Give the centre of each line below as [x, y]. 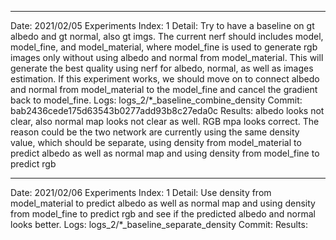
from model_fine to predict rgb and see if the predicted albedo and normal [163, 214]
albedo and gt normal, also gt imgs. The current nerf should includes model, [167, 36]
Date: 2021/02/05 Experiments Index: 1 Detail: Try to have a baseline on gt [162, 25]
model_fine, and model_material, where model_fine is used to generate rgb [164, 47]
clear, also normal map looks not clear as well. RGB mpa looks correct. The [165, 121]
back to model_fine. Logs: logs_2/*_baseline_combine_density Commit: [156, 100]
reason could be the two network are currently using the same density [155, 132]
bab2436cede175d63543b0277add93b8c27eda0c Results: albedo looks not [167, 110]
